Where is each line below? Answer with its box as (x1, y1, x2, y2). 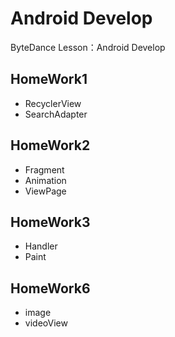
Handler (24, 240, 58, 252)
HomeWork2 (10, 137, 91, 154)
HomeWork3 (10, 213, 91, 231)
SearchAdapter (24, 108, 88, 120)
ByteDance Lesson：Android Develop (10, 41, 166, 53)
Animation (24, 174, 67, 186)
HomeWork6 (10, 280, 91, 297)
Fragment (24, 163, 65, 176)
